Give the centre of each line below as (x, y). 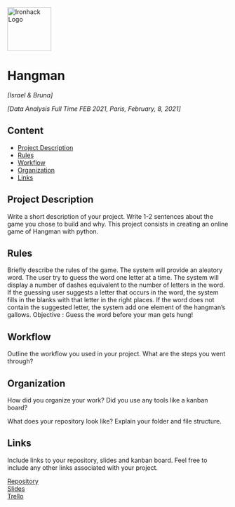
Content (26, 131)
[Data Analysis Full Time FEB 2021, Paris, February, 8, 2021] (94, 109)
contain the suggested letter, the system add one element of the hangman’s (116, 307)
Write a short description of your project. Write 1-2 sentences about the (110, 216)
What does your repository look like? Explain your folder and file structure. (115, 421)
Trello (15, 496)
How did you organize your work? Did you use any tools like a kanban (108, 400)
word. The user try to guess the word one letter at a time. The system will (113, 278)
